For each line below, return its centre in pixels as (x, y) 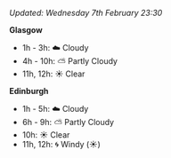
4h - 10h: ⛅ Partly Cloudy (70, 61)
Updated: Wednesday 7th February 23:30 (86, 13)
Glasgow (26, 30)
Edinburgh (29, 91)
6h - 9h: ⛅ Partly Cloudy (68, 122)
